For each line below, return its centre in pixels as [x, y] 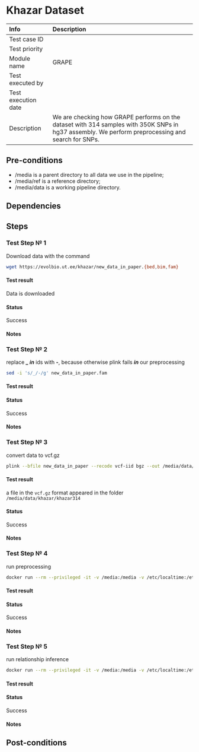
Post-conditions [36, 743]
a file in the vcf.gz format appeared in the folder [65, 493]
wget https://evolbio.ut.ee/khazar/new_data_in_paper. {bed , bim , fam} [92, 267]
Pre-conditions [35, 161]
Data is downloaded [31, 293]
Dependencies [33, 206]
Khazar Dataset [45, 10]
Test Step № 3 [27, 442]
